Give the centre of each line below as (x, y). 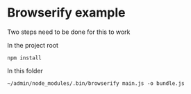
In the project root (33, 45)
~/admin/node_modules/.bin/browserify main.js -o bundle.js (96, 83)
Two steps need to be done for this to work (69, 32)
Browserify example (66, 13)
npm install (24, 58)
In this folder (25, 70)
